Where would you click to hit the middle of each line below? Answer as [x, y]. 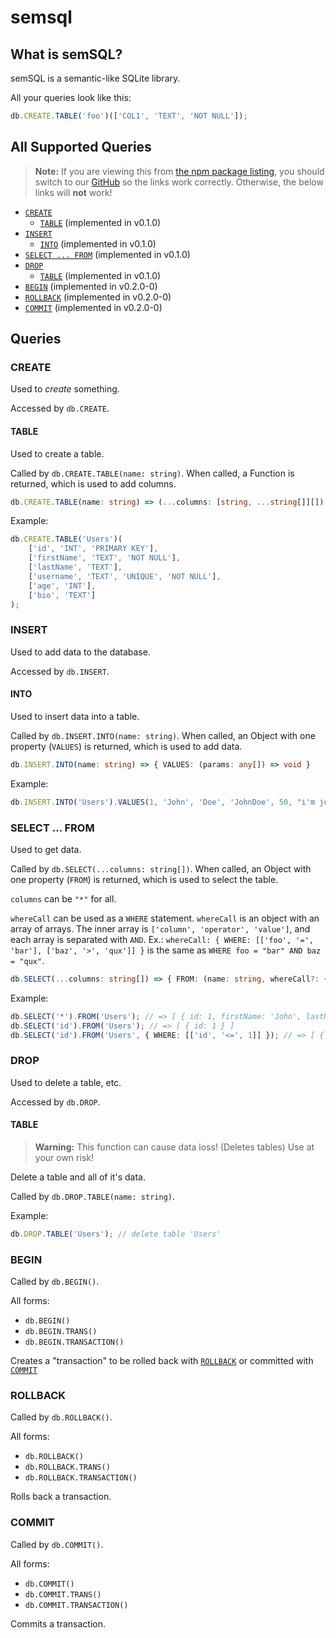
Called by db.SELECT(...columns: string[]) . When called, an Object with [161, 869]
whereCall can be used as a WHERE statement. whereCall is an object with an [165, 918]
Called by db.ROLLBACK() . [61, 1417]
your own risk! [64, 1157]
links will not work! [73, 192]
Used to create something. [65, 389]
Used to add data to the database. [80, 652]
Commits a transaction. [58, 1623]
